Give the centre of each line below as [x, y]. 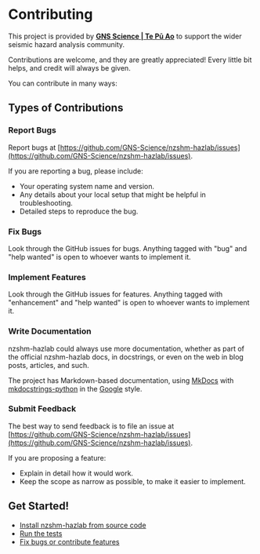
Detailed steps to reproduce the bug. [79, 211]
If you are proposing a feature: [57, 457]
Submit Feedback [42, 409]
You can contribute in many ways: [63, 83]
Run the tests [41, 533]
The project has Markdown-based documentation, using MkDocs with [121, 380]
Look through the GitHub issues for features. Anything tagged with [116, 294]
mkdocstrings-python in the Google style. [75, 388]
